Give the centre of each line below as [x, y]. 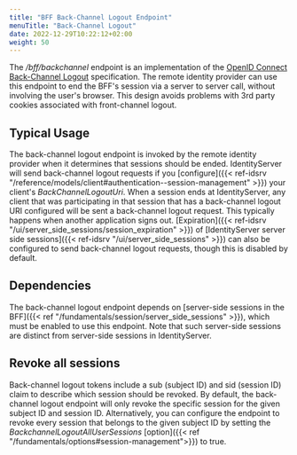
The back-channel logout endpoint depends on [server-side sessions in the [147, 307]
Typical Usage [50, 133]
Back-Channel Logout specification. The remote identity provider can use [143, 77]
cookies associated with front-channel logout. [93, 105]
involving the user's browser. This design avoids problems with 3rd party [142, 96]
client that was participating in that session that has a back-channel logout [145, 201]
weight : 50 [29, 42]
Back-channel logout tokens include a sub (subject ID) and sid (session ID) [145, 384]
